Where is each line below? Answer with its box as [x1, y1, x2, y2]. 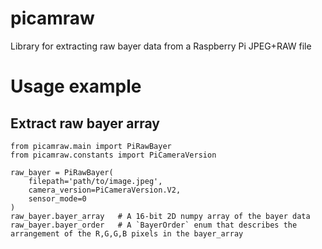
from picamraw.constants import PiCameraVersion [10, 150, 217, 160]
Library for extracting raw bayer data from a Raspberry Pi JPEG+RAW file [10, 40, 312, 52]
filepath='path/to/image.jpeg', [28, 176, 163, 186]
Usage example [10, 75, 142, 98]
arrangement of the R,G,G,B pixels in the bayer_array [10, 228, 244, 239]
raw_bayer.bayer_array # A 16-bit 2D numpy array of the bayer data [10, 211, 311, 221]
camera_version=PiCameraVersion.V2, [28, 185, 182, 195]
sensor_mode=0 [28, 193, 87, 204]
